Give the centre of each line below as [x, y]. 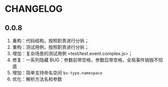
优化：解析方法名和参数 [37, 79]
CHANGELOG [34, 9]
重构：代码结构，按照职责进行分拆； [51, 41]
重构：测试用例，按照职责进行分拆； [51, 47]
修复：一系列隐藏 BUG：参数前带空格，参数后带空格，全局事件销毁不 [85, 60]
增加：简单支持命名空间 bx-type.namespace [57, 73]
